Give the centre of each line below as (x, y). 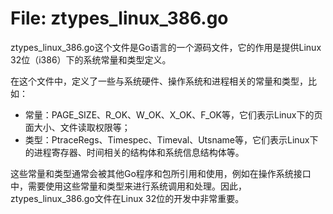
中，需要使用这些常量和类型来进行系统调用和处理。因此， (128, 186)
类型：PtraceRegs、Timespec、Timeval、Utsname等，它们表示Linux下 (171, 139)
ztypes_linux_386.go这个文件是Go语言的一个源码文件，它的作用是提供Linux (166, 47)
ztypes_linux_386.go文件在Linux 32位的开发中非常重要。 (127, 198)
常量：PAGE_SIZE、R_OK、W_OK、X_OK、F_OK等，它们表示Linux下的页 (173, 114)
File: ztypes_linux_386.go (119, 18)
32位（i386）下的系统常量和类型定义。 (91, 59)
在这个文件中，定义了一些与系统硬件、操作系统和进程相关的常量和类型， (159, 81)
